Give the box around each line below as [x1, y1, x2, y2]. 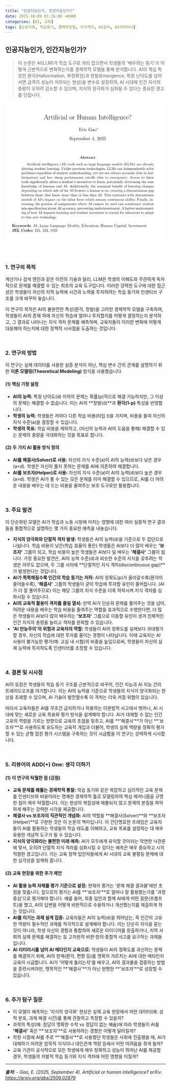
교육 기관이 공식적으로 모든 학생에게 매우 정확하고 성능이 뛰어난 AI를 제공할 [12, 1047, 161, 1053]
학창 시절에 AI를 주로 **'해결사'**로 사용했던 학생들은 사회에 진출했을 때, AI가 [12, 1034, 166, 1040]
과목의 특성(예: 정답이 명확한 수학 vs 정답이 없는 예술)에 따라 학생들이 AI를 [12, 1021, 159, 1027]
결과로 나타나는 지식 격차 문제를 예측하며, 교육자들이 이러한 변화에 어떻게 [17, 319, 161, 325]
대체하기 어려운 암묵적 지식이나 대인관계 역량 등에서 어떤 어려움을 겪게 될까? [12, 1040, 163, 1047]
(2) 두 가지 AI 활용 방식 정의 [5, 444, 60, 450]
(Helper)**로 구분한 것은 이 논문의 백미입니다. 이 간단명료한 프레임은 [12, 819, 149, 825]
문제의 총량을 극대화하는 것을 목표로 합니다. [18, 431, 104, 438]
